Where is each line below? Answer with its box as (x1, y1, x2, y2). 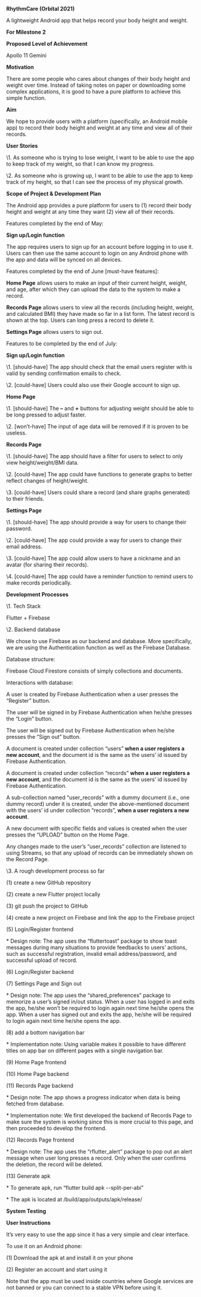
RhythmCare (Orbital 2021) (6, 5, 75, 12)
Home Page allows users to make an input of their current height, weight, (6, 280, 187, 286)
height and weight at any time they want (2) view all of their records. (6, 208, 175, 215)
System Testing (6, 1208, 46, 1214)
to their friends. (6, 495, 44, 502)
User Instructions (6, 1219, 51, 1226)
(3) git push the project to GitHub (6, 902, 88, 909)
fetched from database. (6, 1100, 65, 1107)
